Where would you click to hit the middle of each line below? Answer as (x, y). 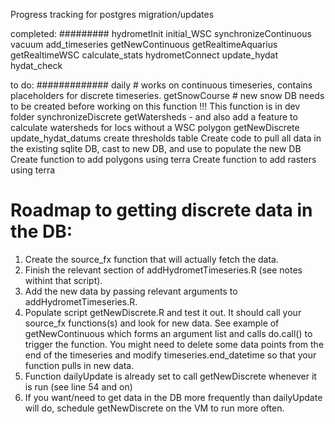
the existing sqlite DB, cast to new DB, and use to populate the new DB (156, 148)
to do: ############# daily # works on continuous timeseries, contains (161, 85)
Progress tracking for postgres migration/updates (112, 14)
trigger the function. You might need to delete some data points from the (174, 344)
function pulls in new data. (79, 365)
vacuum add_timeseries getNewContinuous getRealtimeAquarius (144, 44)
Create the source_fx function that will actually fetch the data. (151, 259)
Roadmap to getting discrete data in (161, 210)
